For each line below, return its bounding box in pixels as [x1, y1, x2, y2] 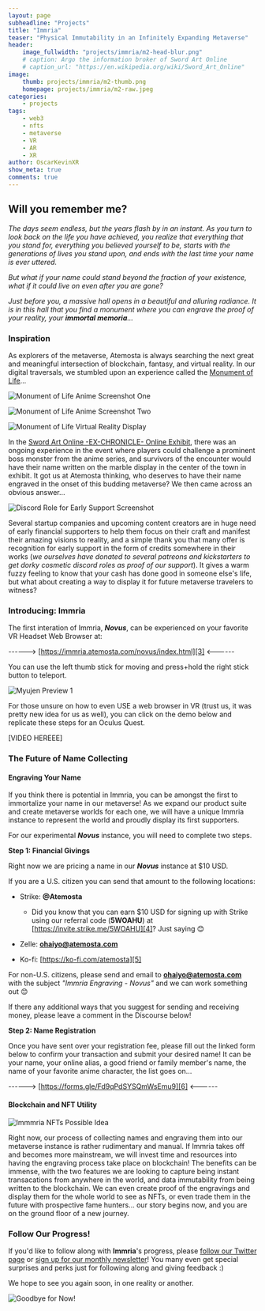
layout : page [8, 11, 51, 20]
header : [8, 41, 34, 49]
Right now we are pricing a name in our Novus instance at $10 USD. [8, 861, 229, 871]
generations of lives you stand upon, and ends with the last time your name [8, 248, 254, 258]
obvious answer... [8, 487, 65, 497]
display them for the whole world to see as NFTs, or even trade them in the [8, 1192, 251, 1201]
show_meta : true [8, 166, 62, 174]
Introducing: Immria [8, 605, 86, 616]
